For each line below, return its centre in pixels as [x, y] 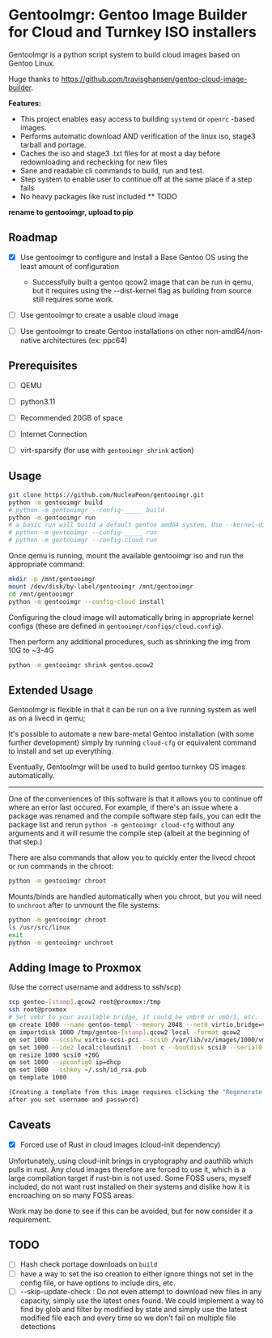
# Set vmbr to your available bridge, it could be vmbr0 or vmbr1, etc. [134, 1017]
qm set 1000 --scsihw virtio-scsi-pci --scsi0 [88, 1040]
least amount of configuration [70, 266]
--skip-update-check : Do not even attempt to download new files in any [141, 1291]
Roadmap [33, 238]
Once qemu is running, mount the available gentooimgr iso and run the [126, 556]
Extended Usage [51, 690]
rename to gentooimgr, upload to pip [71, 212]
